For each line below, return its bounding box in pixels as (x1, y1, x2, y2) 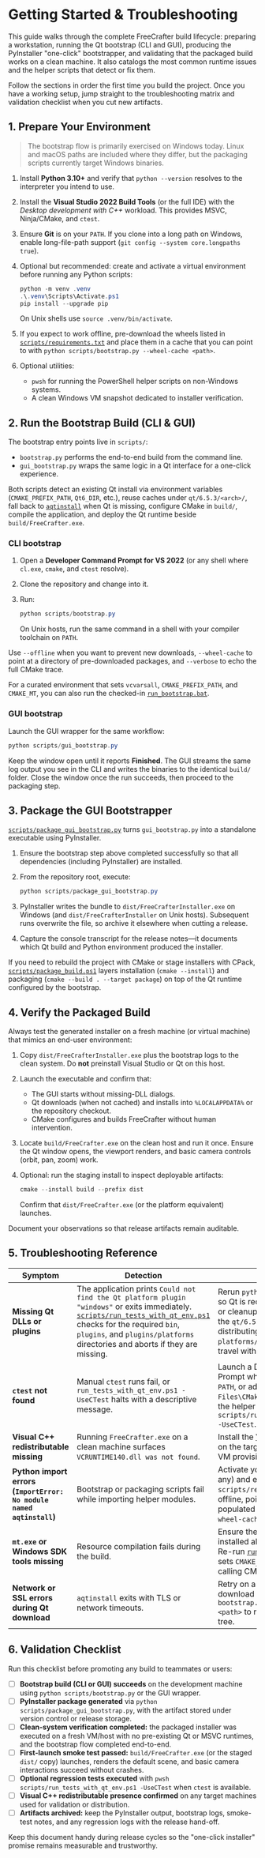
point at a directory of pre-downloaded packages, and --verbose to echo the (8, 656, 257, 666)
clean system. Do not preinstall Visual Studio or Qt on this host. (19, 1059, 226, 1068)
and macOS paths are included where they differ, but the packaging (27, 149, 248, 159)
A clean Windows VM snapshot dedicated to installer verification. (31, 393, 244, 403)
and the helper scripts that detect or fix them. (8, 65, 156, 74)
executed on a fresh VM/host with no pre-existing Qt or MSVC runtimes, (19, 1731, 254, 1740)
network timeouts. (77, 1602, 144, 1613)
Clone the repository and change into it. (19, 579, 149, 589)
